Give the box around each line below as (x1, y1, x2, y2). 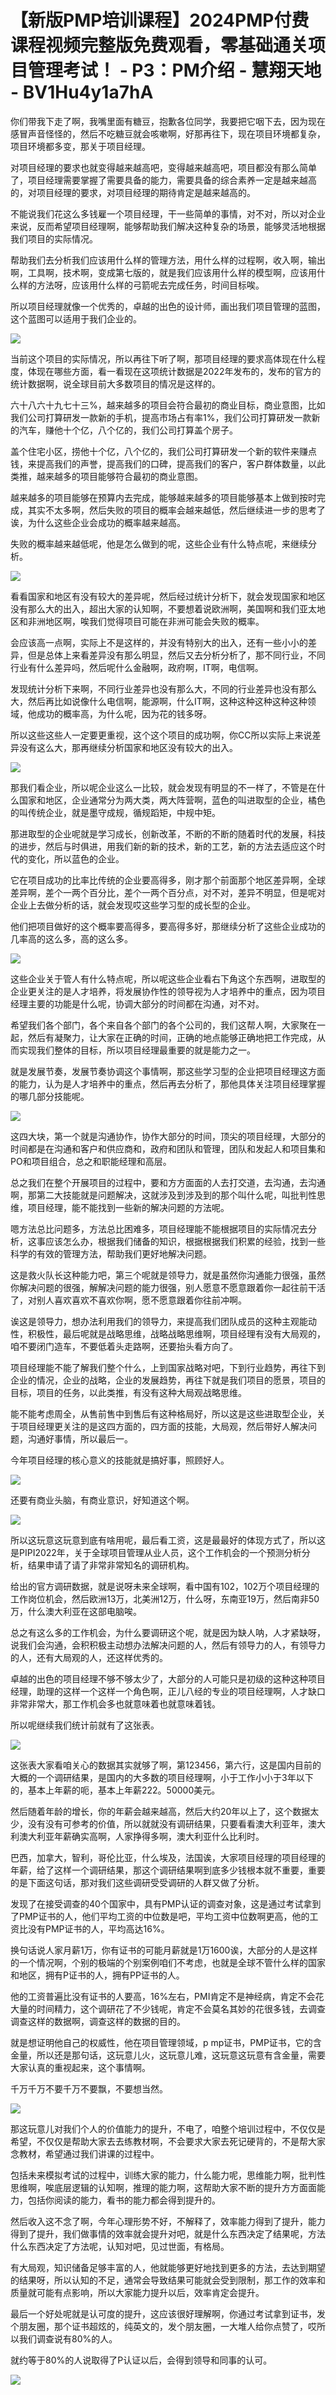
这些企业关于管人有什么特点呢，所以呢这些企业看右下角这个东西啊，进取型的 (10, 972, 326, 985)
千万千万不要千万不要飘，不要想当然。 (10, 2082, 168, 2095)
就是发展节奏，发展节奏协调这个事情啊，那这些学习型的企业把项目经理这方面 (10, 1065, 326, 1077)
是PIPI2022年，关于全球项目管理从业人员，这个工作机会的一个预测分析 (10, 1546, 302, 1558)
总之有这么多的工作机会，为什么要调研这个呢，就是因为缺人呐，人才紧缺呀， (10, 1626, 326, 1638)
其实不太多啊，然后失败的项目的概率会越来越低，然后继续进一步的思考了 (27, 504, 326, 516)
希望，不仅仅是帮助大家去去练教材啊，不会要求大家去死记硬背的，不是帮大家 (10, 2135, 326, 2147)
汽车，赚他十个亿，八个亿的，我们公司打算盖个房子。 (18, 424, 238, 436)
